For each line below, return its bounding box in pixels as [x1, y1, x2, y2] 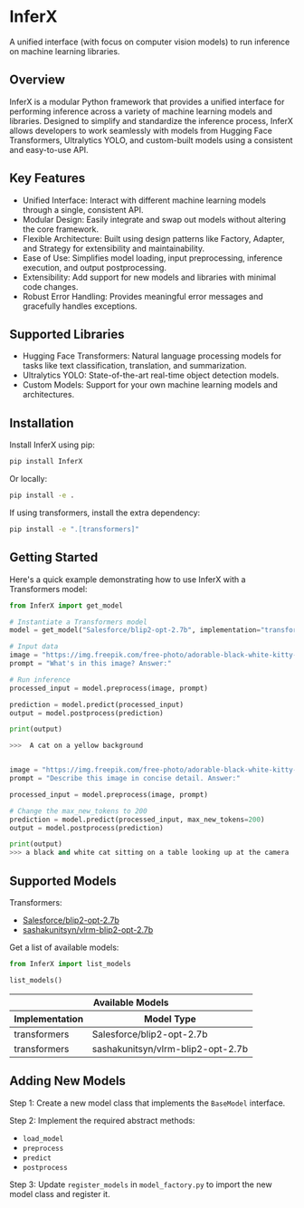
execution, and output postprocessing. [22, 262, 167, 273]
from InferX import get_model [9, 600, 124, 610]
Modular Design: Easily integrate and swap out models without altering [22, 214, 287, 225]
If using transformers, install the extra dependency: [9, 507, 201, 518]
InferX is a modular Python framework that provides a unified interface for [9, 96, 285, 107]
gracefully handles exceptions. [22, 301, 138, 312]
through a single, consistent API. [22, 204, 144, 215]
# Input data [9, 642, 59, 651]
